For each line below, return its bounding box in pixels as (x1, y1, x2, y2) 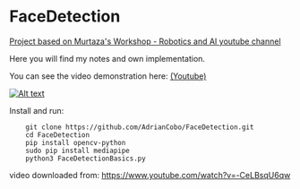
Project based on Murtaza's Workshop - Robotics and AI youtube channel (9, 36, 281, 47)
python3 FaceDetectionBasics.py (25, 154, 146, 163)
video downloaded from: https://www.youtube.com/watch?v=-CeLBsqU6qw (9, 169, 291, 180)
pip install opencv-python (25, 138, 126, 147)
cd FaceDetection (25, 130, 90, 140)
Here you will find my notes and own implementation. (9, 53, 206, 64)
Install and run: (9, 105, 64, 116)
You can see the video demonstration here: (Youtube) (9, 70, 207, 82)
